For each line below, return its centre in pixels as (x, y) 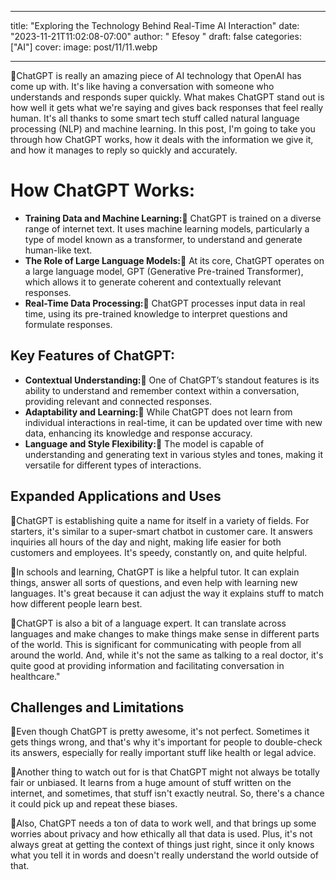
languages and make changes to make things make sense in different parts (165, 633)
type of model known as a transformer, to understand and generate (163, 239)
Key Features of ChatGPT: (92, 356)
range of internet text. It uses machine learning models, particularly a (167, 228)
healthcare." (35, 676)
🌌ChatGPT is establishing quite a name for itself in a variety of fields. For (160, 520)
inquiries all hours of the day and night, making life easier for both (146, 542)
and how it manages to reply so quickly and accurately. (124, 150)
